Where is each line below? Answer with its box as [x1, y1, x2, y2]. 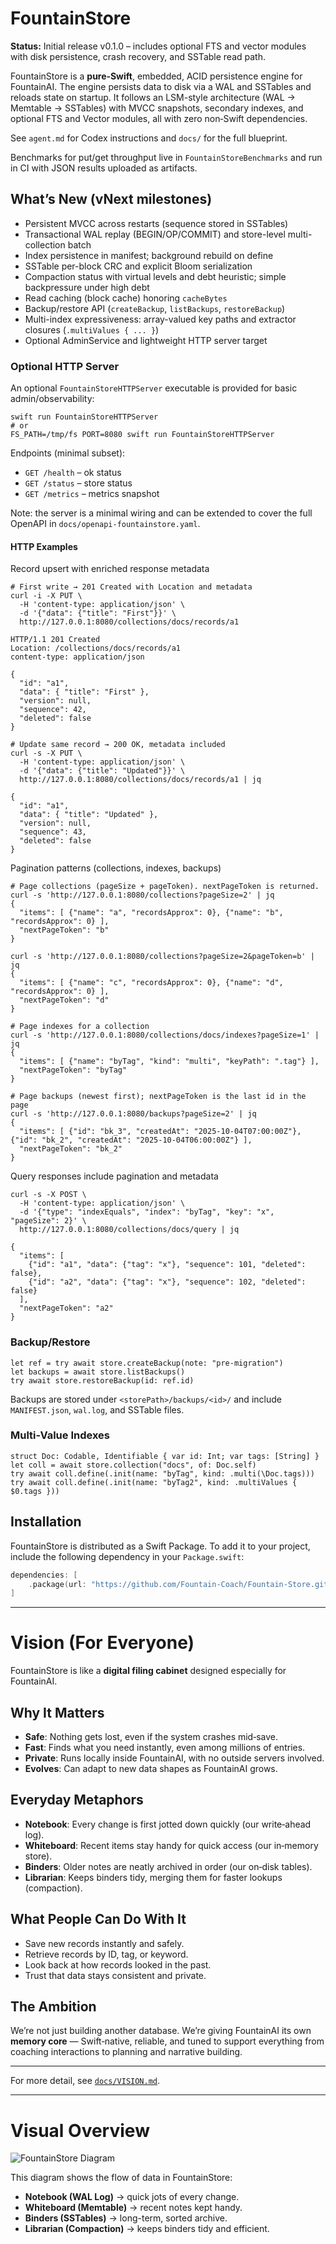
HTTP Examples [10, 540, 78, 552]
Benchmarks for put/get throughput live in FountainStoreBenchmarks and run [10, 151, 323, 163]
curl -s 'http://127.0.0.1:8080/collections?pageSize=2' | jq [10, 890, 275, 901]
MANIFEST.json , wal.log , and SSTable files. [10, 1403, 185, 1416]
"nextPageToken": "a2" [19, 1303, 114, 1314]
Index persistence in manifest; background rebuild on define [24, 249, 274, 261]
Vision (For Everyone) [10, 1632, 195, 1654]
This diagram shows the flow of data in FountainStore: [10, 2172, 233, 2184]
